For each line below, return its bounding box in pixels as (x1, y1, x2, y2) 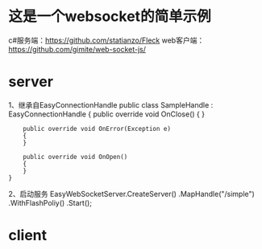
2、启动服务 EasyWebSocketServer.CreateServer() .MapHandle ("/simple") (8, 189, 256, 198)
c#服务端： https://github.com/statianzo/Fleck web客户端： (8, 35, 205, 45)
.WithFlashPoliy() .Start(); (8, 198, 93, 207)
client (8, 227, 48, 245)
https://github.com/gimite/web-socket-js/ (8, 44, 147, 54)
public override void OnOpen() (23, 153, 128, 161)
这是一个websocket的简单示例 (8, 7, 211, 26)
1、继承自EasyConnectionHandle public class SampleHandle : (8, 100, 214, 109)
